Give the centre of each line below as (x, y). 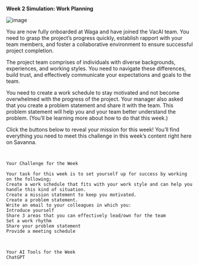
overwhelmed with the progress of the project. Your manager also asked (95, 99)
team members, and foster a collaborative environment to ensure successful (99, 44)
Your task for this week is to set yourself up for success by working (97, 174)
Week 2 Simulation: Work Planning (50, 9)
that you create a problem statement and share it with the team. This (90, 105)
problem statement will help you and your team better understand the (91, 112)
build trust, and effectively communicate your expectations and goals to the (99, 75)
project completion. (30, 51)
